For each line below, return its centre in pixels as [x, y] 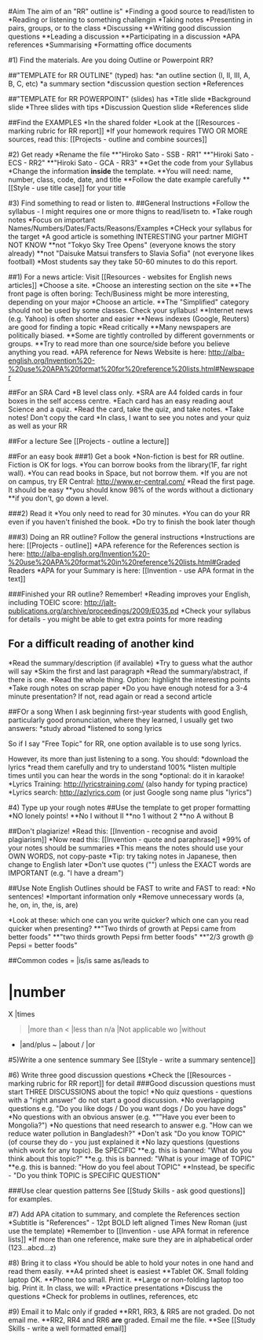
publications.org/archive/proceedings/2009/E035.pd [93, 611]
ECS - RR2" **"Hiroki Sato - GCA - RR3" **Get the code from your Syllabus [131, 163]
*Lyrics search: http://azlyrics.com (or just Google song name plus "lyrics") [130, 792]
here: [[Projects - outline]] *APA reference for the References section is [124, 545]
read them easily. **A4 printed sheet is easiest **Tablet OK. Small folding [128, 1271]
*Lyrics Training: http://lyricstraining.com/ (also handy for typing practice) [128, 784]
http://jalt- [100, 602]
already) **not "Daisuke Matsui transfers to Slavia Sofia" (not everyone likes [131, 253]
